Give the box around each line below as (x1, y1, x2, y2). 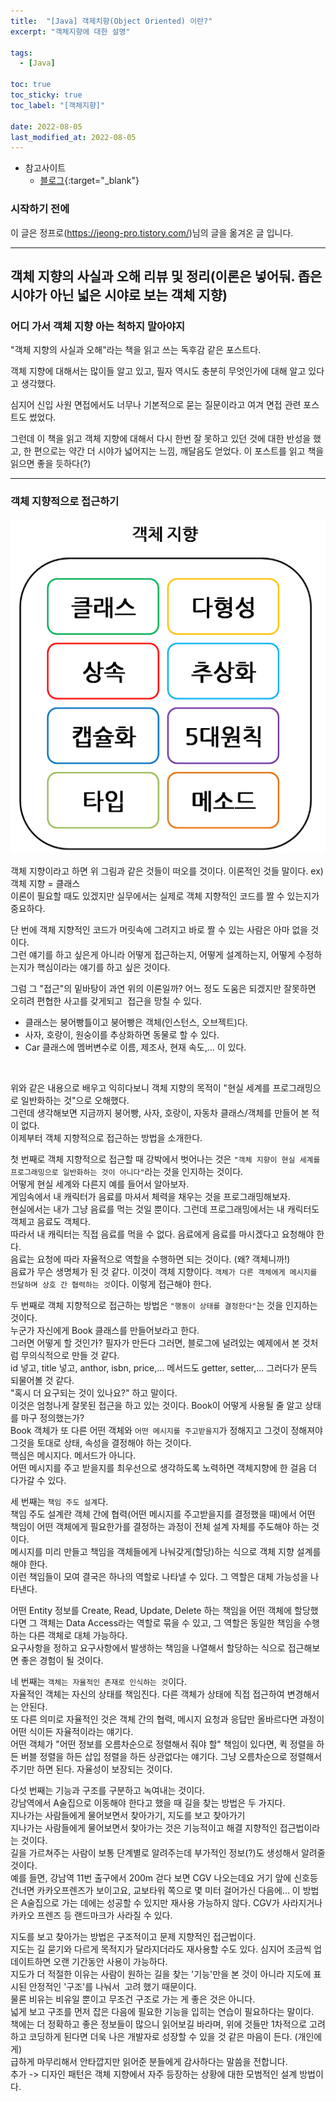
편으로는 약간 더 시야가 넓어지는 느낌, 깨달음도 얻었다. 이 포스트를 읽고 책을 (33, 445, 325, 457)
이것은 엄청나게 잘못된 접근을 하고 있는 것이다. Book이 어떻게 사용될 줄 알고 (10, 1399, 303, 1411)
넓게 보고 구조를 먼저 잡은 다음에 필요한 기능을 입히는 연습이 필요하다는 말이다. (10, 2005, 315, 2017)
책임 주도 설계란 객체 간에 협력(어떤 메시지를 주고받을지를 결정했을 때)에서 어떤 (10, 1508, 316, 1520)
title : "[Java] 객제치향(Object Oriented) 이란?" (10, 16, 213, 26)
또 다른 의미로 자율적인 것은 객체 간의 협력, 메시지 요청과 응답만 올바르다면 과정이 (10, 1713, 325, 1725)
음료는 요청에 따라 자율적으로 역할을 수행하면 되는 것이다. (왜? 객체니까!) (10, 1253, 291, 1265)
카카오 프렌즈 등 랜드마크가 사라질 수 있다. (10, 1909, 173, 1921)
